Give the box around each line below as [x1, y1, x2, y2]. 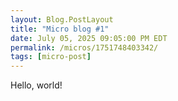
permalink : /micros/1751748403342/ [10, 42, 159, 53]
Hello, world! [10, 79, 63, 91]
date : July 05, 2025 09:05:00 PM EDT [10, 33, 168, 43]
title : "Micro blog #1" [10, 24, 110, 34]
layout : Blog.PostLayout [10, 14, 114, 25]
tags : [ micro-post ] [10, 52, 92, 62]
